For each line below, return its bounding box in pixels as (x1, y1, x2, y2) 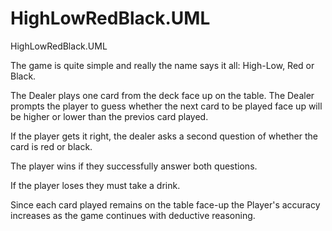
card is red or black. (10, 140, 93, 152)
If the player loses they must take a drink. (10, 179, 181, 191)
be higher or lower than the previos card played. (10, 110, 209, 122)
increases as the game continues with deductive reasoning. (10, 209, 256, 221)
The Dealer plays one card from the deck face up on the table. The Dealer (10, 89, 315, 101)
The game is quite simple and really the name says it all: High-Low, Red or (10, 59, 315, 71)
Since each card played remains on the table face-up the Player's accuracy (10, 198, 321, 211)
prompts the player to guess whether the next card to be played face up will (10, 100, 323, 112)
